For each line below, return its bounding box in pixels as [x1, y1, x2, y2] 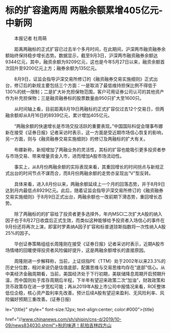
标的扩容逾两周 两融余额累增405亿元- [5, 5, 163, 16]
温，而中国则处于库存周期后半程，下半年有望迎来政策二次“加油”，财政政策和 [5, 277, 165, 283]
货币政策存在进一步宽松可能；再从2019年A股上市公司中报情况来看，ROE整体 [5, 283, 166, 289]
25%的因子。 [5, 230, 33, 236]
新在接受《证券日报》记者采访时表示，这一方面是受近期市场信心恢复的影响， [5, 129, 166, 135]
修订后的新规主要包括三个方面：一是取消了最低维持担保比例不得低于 [14, 82, 157, 88]
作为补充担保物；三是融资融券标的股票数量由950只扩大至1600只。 [5, 95, 144, 101]
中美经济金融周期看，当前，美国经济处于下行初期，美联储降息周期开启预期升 [5, 270, 166, 276]
